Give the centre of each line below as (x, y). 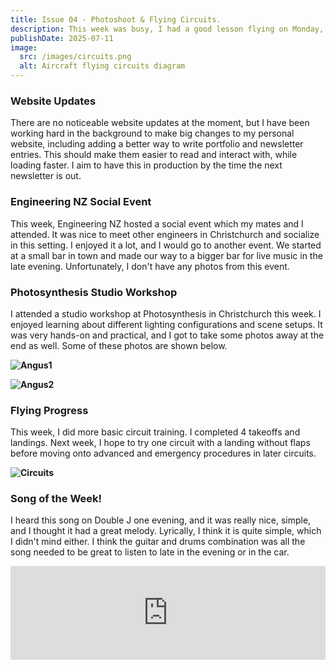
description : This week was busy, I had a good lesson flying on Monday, (167, 29)
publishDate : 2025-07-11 (62, 38)
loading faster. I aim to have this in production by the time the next (146, 165)
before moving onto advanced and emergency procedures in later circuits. (163, 453)
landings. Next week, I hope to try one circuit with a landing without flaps (160, 443)
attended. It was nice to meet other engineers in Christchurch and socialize (165, 234)
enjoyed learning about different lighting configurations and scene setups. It (166, 324)
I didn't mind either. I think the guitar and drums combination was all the (158, 542)
